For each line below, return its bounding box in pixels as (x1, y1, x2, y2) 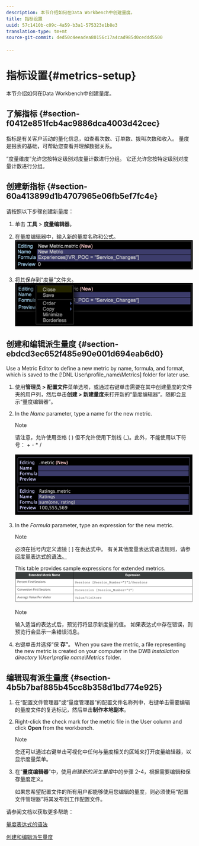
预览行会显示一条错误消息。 (14, 628, 83, 635)
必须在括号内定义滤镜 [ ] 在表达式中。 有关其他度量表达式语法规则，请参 (14, 545, 191, 552)
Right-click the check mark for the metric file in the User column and (14, 718, 182, 725)
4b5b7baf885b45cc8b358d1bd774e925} (6, 682, 163, 692)
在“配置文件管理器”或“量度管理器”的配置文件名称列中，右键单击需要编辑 (14, 699, 191, 706)
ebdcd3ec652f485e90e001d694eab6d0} (6, 349, 164, 359)
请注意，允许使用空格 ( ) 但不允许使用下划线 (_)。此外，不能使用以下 (14, 433, 182, 441)
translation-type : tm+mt (6, 28, 68, 34)
